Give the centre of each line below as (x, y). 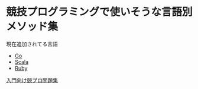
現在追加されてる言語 (32, 44)
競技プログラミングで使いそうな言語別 (100, 12)
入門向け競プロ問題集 (32, 80)
